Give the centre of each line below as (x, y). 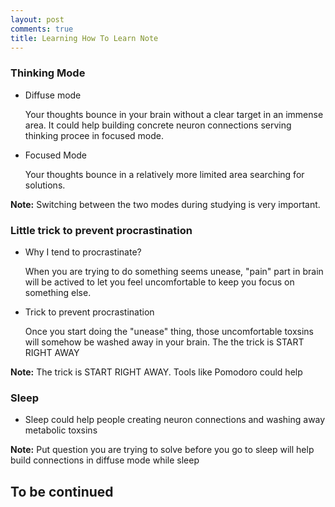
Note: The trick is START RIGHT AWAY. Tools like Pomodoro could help (156, 372)
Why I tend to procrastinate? (83, 252)
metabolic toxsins (61, 430)
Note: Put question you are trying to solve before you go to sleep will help (162, 450)
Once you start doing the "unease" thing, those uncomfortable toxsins (169, 331)
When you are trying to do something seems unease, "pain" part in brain (174, 271)
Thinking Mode (48, 73)
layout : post (37, 19)
